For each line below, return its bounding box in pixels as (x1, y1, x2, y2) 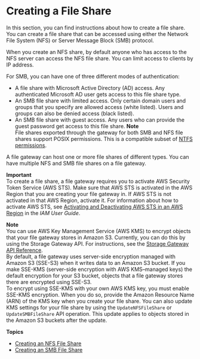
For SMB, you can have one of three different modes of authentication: (6, 73, 180, 80)
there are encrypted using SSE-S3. (6, 278, 92, 285)
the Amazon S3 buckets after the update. (6, 316, 107, 324)
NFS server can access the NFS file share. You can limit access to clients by (6, 55, 193, 62)
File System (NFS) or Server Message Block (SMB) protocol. (6, 37, 154, 44)
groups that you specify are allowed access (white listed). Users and (14, 103, 184, 110)
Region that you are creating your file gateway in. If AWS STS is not (6, 190, 172, 197)
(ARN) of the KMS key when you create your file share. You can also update (6, 297, 193, 304)
